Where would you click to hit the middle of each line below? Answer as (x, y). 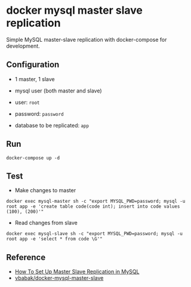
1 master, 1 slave (35, 79)
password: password (39, 113)
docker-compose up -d (33, 158)
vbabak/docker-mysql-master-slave (59, 278)
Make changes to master (45, 190)
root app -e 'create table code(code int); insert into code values (93, 206)
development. (23, 46)
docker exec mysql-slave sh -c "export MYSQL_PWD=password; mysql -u (95, 234)
